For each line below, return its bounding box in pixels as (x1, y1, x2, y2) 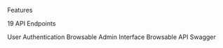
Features (7, 6, 33, 14)
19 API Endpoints (7, 19, 56, 27)
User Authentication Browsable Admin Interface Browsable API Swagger (7, 33, 216, 41)
